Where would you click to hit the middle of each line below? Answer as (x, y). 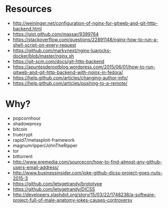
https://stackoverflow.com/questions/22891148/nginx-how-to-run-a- (86, 40)
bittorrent (23, 156)
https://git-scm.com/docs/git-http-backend (58, 61)
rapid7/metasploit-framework (44, 140)
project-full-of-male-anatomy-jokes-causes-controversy (72, 200)
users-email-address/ (36, 167)
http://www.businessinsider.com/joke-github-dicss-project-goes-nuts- (88, 173)
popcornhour (27, 118)
